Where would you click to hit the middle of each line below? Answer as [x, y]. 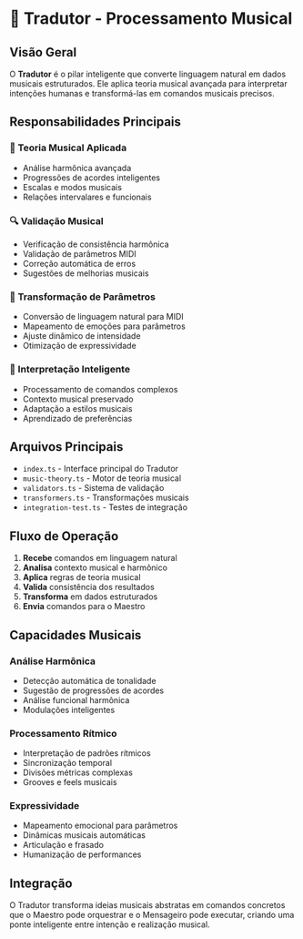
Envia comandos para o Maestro [84, 607]
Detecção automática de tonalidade [89, 680]
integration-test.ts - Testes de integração [105, 507]
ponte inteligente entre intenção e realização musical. [110, 924]
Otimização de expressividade [79, 346]
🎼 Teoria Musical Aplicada [68, 148]
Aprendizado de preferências [77, 418]
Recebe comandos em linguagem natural [100, 558]
